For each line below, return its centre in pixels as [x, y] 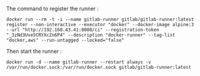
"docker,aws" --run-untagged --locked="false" [65, 40]
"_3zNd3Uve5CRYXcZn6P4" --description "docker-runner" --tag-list [91, 35]
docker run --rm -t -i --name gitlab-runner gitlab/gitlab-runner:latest [100, 20]
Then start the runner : [34, 51]
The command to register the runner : [52, 9]
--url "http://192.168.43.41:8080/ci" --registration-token [83, 30]
